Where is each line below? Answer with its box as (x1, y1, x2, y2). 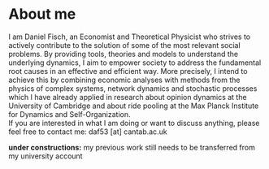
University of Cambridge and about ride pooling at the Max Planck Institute (8, 101, 259, 110)
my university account (8, 151, 83, 161)
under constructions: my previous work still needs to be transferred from (8, 142, 256, 152)
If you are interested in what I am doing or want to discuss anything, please (8, 118, 260, 128)
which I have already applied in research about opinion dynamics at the (8, 92, 247, 102)
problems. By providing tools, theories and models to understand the (8, 49, 238, 58)
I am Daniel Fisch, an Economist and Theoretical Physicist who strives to (8, 32, 250, 41)
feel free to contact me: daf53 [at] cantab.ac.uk (8, 127, 168, 136)
